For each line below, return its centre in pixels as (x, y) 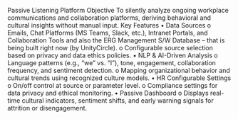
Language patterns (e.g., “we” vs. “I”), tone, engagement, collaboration (112, 63)
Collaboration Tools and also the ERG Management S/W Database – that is (116, 40)
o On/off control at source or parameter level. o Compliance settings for (113, 85)
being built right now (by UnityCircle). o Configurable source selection (110, 48)
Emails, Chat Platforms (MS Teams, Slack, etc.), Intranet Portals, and (108, 33)
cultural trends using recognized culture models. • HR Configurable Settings (119, 78)
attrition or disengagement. (47, 108)
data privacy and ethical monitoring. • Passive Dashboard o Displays (108, 93)
